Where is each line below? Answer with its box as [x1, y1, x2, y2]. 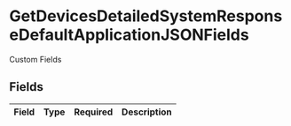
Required [74, 106, 114, 118]
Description [121, 106, 173, 118]
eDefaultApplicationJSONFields [9, 25, 250, 45]
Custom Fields [9, 54, 62, 64]
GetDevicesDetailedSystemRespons [9, 6, 283, 26]
